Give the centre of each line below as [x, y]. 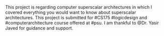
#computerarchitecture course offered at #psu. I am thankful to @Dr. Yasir [82, 23]
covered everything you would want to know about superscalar [71, 12]
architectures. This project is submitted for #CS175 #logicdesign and [76, 18]
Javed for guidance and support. [39, 28]
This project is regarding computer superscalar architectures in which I [79, 7]
